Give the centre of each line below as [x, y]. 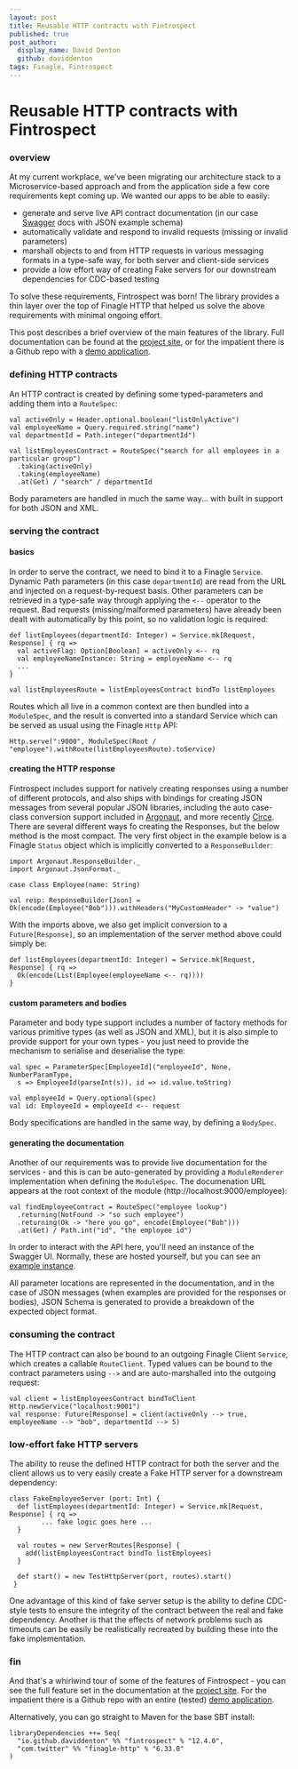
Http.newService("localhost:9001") [75, 1406]
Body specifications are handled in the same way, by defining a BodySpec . [143, 1123]
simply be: [28, 943]
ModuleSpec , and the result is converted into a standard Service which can [143, 716]
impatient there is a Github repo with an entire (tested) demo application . [142, 1700]
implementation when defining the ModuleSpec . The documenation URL [138, 1181]
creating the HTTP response [62, 769]
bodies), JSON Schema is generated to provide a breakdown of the [132, 1302]
